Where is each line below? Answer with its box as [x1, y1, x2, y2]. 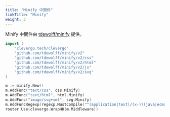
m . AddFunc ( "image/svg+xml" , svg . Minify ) [5, 97, 92, 102]
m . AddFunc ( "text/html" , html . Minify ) [5, 93, 85, 98]
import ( [5, 41, 24, 46]
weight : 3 [5, 17, 26, 22]
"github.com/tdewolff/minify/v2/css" [14, 55, 94, 61]
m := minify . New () [5, 83, 44, 88]
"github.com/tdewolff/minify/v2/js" [14, 65, 92, 70]
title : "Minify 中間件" [5, 7, 53, 13]
